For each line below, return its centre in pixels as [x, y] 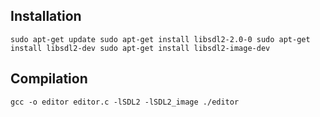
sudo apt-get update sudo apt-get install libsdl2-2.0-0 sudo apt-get [160, 39]
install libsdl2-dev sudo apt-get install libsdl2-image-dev [140, 48]
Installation [46, 16]
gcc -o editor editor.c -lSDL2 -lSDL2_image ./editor [125, 102]
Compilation [49, 79]
